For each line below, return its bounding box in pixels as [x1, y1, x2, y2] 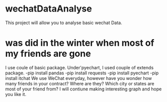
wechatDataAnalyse [5, 3, 92, 15]
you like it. [5, 91, 27, 97]
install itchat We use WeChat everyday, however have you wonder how [5, 75, 152, 81]
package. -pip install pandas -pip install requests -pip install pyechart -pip [5, 70, 159, 76]
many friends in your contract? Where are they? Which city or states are [5, 80, 154, 86]
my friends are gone [5, 48, 92, 59]
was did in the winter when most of [5, 37, 154, 49]
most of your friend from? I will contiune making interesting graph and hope [5, 86, 162, 92]
